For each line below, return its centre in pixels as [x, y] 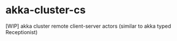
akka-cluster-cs [46, 10]
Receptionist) [21, 32]
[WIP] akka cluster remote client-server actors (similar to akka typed [88, 26]
